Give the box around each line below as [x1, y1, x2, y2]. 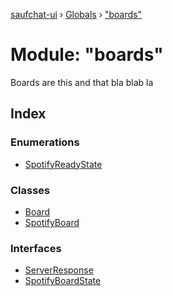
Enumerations [10, 135, 80, 149]
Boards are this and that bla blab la [10, 76, 154, 88]
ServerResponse [24, 264, 94, 276]
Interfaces [10, 241, 62, 255]
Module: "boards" [10, 44, 164, 66]
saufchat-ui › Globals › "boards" [10, 9, 142, 20]
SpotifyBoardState [24, 275, 102, 287]
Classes [10, 183, 51, 197]
